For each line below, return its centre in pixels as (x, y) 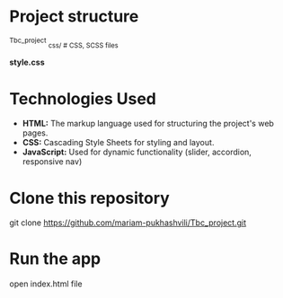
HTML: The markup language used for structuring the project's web (148, 124)
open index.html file (46, 284)
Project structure (74, 17)
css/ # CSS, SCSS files (83, 46)
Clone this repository (90, 198)
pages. (35, 133)
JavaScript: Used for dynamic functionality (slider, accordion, (137, 152)
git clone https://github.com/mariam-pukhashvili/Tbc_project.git (128, 223)
